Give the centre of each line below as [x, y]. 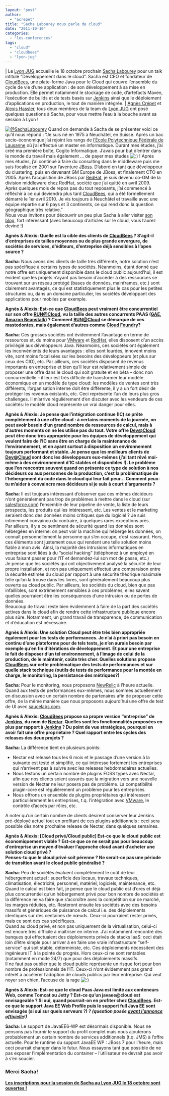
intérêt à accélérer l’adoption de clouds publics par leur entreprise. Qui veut [83, 975]
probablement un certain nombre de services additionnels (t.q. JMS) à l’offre [84, 1037]
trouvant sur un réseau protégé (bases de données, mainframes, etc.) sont [82, 283]
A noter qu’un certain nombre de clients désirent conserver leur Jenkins [80, 816]
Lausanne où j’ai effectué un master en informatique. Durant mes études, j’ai [84, 145]
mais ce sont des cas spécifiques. [40, 921]
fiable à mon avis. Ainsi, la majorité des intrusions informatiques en [74, 547]
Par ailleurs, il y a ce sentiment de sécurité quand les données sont [75, 526]
